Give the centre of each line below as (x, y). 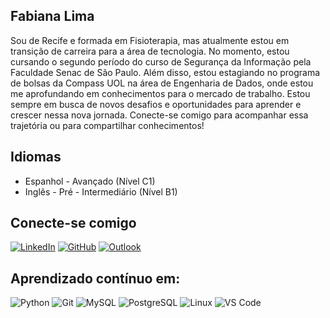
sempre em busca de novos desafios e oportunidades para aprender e (156, 104)
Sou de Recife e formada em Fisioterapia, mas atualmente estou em (150, 40)
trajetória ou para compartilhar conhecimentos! (107, 125)
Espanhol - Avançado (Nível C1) (90, 181)
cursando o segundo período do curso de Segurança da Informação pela (161, 61)
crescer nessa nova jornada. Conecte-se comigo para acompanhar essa (159, 115)
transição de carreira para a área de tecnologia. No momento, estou (150, 51)
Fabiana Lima (52, 16)
